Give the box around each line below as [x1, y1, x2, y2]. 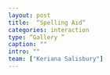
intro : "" [8, 48, 41, 55]
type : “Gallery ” [8, 33, 65, 41]
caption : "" [8, 41, 47, 48]
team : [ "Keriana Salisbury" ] [8, 55, 104, 63]
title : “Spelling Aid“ [8, 19, 86, 27]
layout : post [8, 11, 51, 20]
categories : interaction [8, 26, 90, 34]
